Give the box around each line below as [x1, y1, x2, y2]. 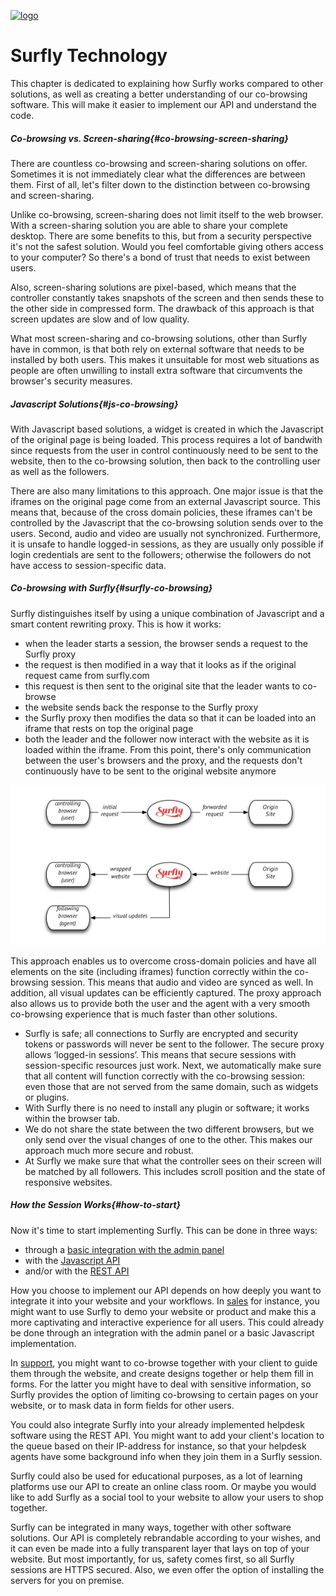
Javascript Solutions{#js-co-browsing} [10, 398, 179, 410]
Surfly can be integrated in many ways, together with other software [10, 1521, 292, 1533]
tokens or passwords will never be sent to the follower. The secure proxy [24, 1038, 325, 1050]
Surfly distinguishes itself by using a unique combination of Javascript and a [10, 607, 325, 619]
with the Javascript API [24, 1254, 121, 1266]
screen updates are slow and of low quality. [10, 313, 190, 325]
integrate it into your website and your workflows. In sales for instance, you [10, 1295, 320, 1307]
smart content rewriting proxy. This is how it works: [10, 618, 222, 630]
